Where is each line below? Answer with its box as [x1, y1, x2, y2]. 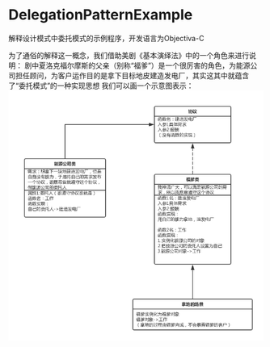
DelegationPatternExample [8, 6, 193, 24]
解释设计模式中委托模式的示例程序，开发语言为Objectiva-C [8, 33, 205, 43]
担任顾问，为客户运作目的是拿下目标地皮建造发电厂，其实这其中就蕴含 [15, 70, 249, 80]
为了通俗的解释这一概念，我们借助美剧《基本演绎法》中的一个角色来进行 [8, 50, 249, 60]
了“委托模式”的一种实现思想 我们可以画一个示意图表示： [8, 81, 194, 90]
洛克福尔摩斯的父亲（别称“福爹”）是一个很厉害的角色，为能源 [45, 61, 251, 70]
